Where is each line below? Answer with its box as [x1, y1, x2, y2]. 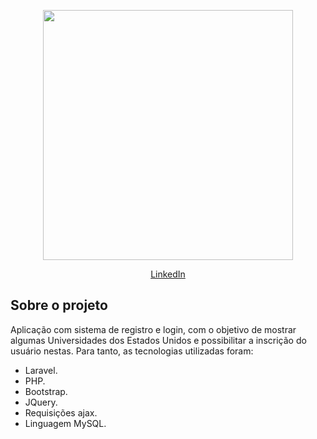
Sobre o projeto [10, 297, 108, 314]
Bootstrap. [24, 385, 68, 397]
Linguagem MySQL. [24, 417, 107, 429]
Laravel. [24, 364, 58, 376]
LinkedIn [150, 268, 186, 280]
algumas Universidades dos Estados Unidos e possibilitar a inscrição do [10, 334, 307, 346]
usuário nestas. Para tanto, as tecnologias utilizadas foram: [10, 345, 254, 357]
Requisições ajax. [24, 406, 98, 419]
